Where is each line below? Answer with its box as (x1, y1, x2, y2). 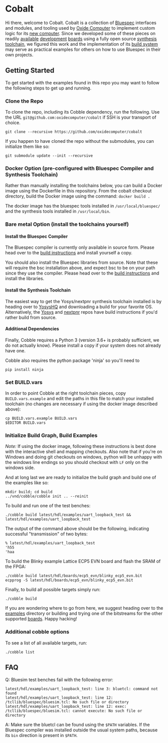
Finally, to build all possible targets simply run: (5, 587, 101, 593)
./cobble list (5, 649, 35, 655)
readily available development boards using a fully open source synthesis (5, 36, 157, 42)
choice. (5, 120, 21, 126)
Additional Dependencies (5, 326, 59, 332)
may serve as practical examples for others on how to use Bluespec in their (5, 46, 161, 52)
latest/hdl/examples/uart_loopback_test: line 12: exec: (5, 704, 127, 709)
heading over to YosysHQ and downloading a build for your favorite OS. (5, 304, 153, 310)
